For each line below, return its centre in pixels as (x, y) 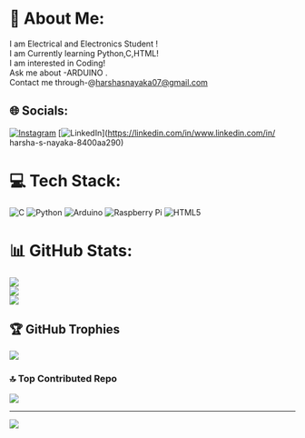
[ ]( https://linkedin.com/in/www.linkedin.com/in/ (167, 133)
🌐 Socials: (39, 111)
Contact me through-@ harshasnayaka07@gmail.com (109, 82)
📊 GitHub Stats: (71, 250)
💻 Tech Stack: (65, 180)
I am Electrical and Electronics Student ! (84, 44)
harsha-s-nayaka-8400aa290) (67, 142)
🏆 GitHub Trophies (65, 329)
